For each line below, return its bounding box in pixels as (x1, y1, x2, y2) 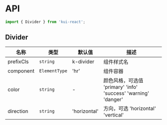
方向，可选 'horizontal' (103, 105, 156, 112)
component (7, 67, 35, 74)
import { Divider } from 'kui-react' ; (5, 19, 85, 24)
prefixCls (7, 58, 29, 65)
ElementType (39, 68, 68, 73)
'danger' (103, 96, 123, 103)
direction (7, 108, 29, 115)
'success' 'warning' (103, 90, 150, 97)
